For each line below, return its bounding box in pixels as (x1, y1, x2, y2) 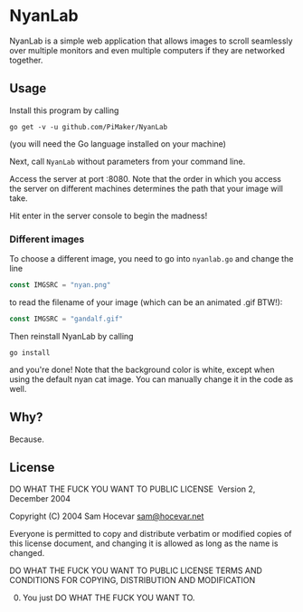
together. (9, 54, 43, 65)
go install (9, 348, 51, 358)
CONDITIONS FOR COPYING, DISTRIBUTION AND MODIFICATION (9, 575, 256, 586)
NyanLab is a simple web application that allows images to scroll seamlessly (9, 35, 293, 46)
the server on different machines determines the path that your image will (9, 183, 283, 194)
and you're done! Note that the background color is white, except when (9, 364, 275, 375)
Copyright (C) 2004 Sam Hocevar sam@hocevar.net (9, 511, 204, 521)
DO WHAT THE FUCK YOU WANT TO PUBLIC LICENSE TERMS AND (9, 565, 262, 576)
